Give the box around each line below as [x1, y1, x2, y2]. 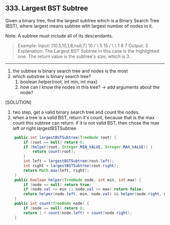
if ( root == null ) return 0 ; [23, 139, 85, 145]
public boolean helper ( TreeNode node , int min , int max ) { [14, 177, 142, 182]
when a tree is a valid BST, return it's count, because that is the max [12, 114, 155, 121]
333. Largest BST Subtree [5, 4, 89, 13]
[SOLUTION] [5, 99, 32, 105]
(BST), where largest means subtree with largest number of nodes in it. [5, 23, 153, 29]
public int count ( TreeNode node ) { [14, 201, 90, 206]
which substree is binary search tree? [12, 73, 91, 79]
